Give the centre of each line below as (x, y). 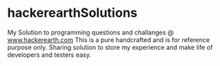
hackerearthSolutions (72, 13)
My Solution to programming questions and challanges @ (91, 32)
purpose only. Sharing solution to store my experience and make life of (110, 47)
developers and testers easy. (49, 55)
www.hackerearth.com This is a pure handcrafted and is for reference (109, 39)
